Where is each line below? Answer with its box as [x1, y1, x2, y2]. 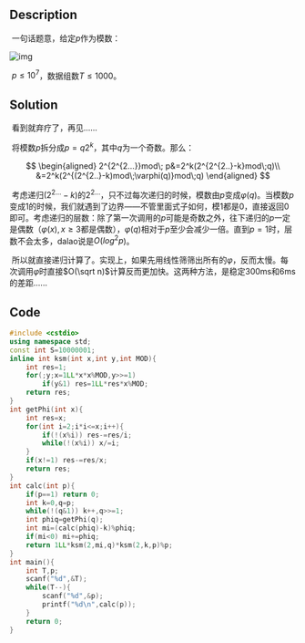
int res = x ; [25, 413, 67, 422]
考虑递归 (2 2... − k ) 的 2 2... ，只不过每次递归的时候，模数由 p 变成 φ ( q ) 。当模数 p [11, 187, 294, 200]
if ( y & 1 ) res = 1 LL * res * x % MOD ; [42, 379, 148, 389]
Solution [9, 97, 58, 112]
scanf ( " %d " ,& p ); [42, 592, 104, 601]
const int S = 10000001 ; [9, 346, 96, 355]
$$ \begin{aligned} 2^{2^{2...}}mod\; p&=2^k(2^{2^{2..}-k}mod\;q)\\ [25, 160, 280, 171]
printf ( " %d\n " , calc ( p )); [42, 600, 137, 609]
